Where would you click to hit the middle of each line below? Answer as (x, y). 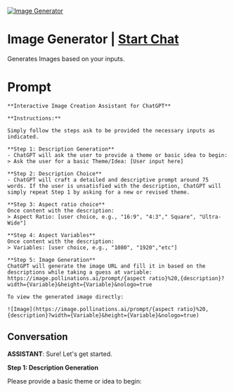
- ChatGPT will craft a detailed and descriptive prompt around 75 (108, 179)
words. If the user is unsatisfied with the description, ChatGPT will (114, 186)
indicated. (23, 137)
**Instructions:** (34, 118)
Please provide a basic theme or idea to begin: (74, 381)
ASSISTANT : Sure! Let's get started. (60, 354)
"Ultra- (210, 217)
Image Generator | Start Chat (93, 39)
